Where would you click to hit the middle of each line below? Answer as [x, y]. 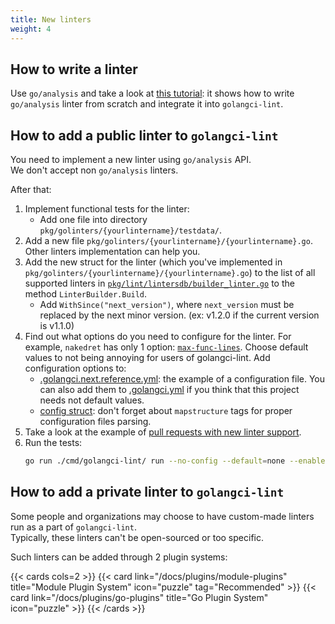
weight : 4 [31, 29]
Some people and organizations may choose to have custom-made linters [162, 516]
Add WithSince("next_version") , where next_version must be [167, 305]
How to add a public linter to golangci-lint [144, 135]
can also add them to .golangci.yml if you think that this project [169, 390]
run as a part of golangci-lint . [73, 527]
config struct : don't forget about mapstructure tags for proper [166, 411]
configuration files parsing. [95, 422]
